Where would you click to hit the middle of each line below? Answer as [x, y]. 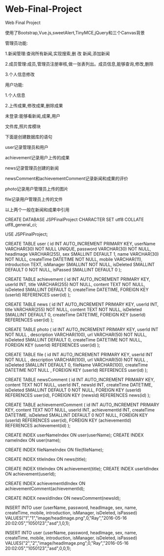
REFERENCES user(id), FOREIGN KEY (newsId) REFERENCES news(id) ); [78, 395]
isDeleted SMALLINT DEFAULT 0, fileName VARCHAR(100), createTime [77, 365]
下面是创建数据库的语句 [29, 137]
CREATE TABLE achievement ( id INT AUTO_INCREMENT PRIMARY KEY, [78, 279]
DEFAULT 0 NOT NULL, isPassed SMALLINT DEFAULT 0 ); [63, 269]
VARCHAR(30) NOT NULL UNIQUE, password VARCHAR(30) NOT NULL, [78, 249]
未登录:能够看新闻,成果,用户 [33, 116]
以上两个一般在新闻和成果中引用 [37, 210]
